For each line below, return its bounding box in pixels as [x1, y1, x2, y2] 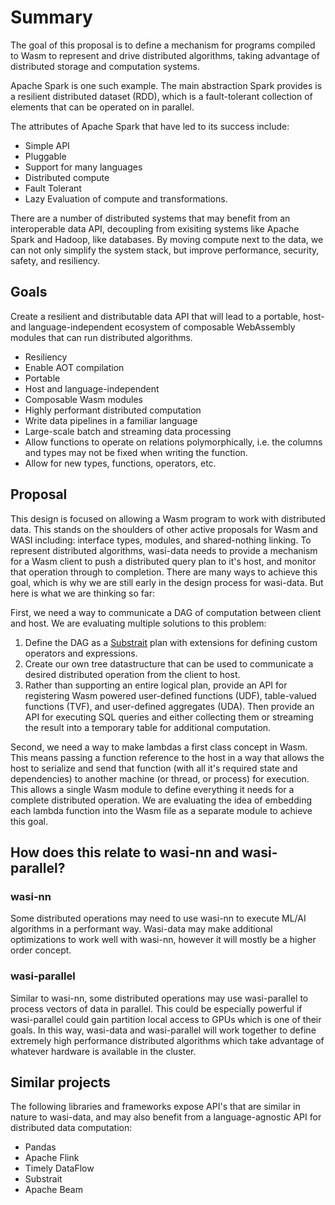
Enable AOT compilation [24, 361, 125, 373]
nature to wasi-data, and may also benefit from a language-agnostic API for [10, 1111, 322, 1123]
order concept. [10, 944, 72, 956]
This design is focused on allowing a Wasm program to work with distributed [10, 512, 326, 525]
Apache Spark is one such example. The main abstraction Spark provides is [10, 79, 323, 91]
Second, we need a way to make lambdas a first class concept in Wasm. [10, 741, 308, 753]
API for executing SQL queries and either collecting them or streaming [24, 711, 314, 723]
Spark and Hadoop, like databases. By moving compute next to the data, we [10, 233, 324, 245]
